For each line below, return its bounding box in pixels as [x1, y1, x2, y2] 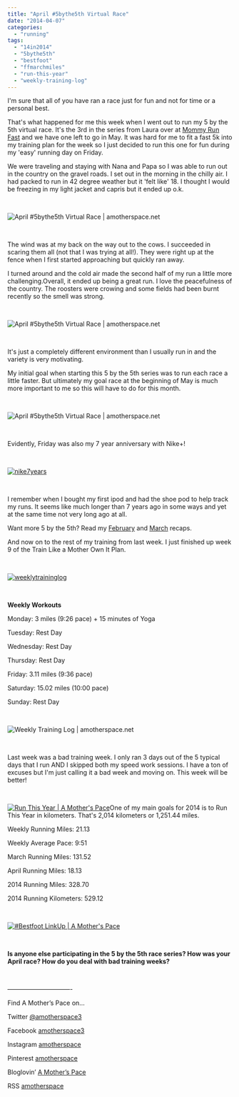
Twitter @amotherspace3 [7, 1013, 82, 1021]
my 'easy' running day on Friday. [7, 148, 103, 157]
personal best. [7, 104, 50, 113]
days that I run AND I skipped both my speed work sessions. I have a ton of [7, 760, 228, 769]
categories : [7, 24, 43, 31]
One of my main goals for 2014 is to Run [109, 803, 228, 812]
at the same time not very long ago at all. [7, 510, 127, 519]
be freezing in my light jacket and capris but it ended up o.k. [7, 185, 184, 194]
